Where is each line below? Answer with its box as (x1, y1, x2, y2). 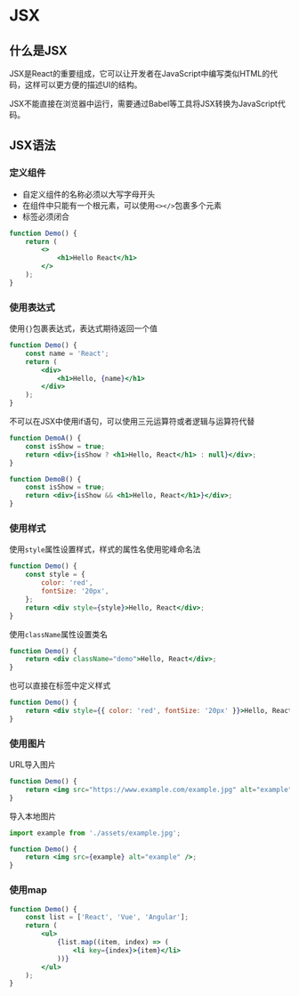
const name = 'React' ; (25, 349, 109, 358)
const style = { (25, 571, 86, 579)
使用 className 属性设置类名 (9, 628, 109, 639)
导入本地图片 (9, 811, 56, 822)
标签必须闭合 (21, 211, 69, 222)
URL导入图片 (9, 759, 56, 770)
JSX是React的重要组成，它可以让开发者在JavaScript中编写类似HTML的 (9, 69, 271, 78)
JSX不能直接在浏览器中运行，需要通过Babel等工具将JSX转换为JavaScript (9, 99, 279, 109)
